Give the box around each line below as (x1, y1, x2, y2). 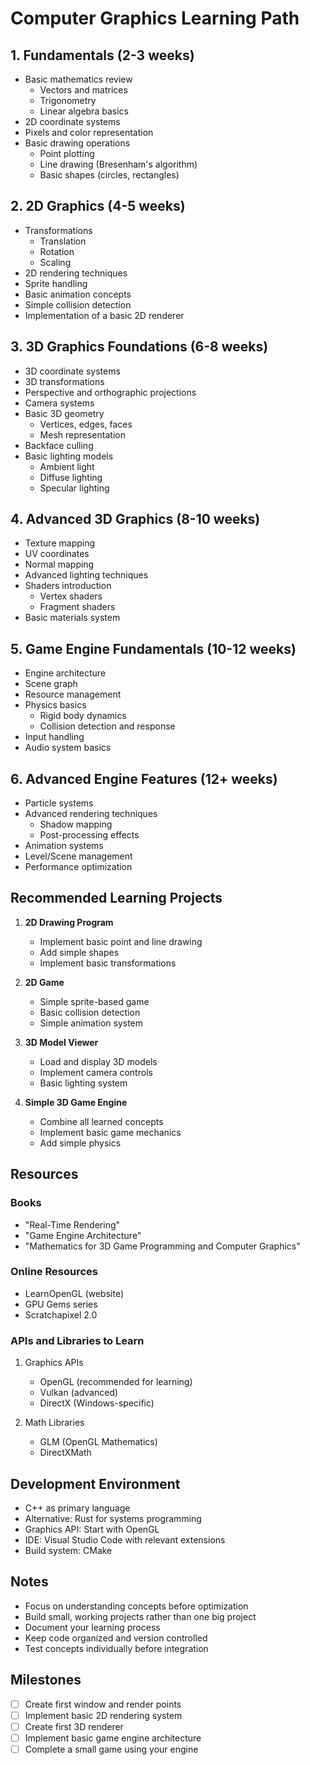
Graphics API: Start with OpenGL (24, 1523, 160, 1535)
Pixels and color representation (24, 127, 154, 138)
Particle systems (24, 797, 94, 809)
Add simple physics (39, 1137, 122, 1149)
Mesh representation (39, 428, 126, 441)
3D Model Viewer (24, 1036, 99, 1048)
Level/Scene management (24, 850, 133, 862)
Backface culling (24, 439, 94, 451)
